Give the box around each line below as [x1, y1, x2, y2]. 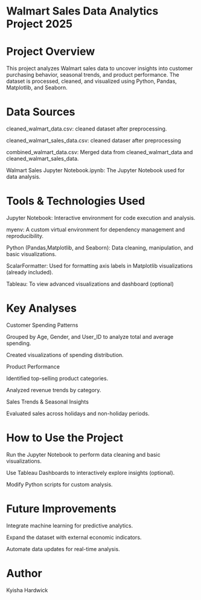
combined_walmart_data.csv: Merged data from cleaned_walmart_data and [6, 149, 193, 156]
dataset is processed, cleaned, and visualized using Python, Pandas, [6, 77, 177, 85]
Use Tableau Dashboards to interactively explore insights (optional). [6, 469, 175, 476]
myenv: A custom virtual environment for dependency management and [6, 226, 185, 233]
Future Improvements [6, 502, 116, 516]
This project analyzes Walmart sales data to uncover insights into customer [6, 65, 193, 72]
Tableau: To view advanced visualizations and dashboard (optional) [6, 280, 174, 288]
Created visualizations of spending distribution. [6, 351, 124, 358]
